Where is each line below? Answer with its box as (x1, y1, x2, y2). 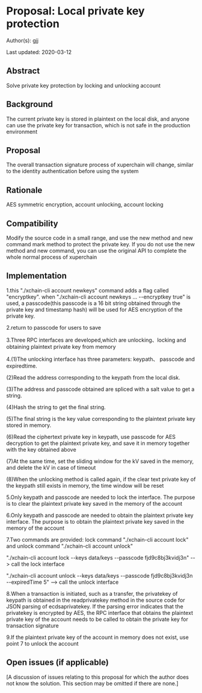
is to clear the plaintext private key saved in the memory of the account (6, 500, 183, 507)
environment (6, 128, 38, 135)
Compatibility (6, 218, 58, 229)
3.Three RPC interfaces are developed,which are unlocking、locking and (6, 336, 186, 343)
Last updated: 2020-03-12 (6, 48, 72, 55)
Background (6, 99, 53, 109)
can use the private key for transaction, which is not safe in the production (6, 121, 191, 129)
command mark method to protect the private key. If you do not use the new (6, 241, 195, 247)
